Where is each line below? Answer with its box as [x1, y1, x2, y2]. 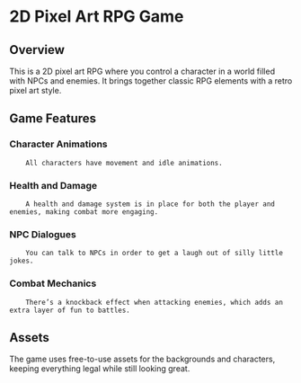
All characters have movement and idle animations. [25, 158, 223, 167]
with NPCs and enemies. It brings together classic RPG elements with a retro [9, 76, 293, 86]
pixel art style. [9, 85, 62, 95]
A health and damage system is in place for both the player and [25, 200, 276, 209]
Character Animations [9, 138, 108, 150]
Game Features [9, 111, 97, 127]
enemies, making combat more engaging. [9, 207, 159, 217]
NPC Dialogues [9, 227, 76, 240]
